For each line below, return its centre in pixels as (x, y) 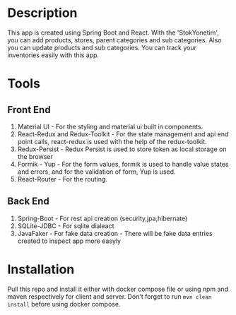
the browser (35, 156)
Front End (29, 110)
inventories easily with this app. (53, 55)
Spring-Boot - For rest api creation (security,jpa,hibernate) (102, 218)
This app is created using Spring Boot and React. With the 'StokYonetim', (113, 32)
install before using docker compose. (64, 304)
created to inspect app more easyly (69, 241)
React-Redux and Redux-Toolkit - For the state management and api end (123, 134)
